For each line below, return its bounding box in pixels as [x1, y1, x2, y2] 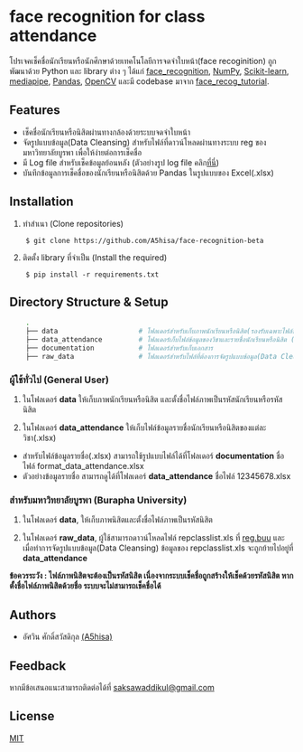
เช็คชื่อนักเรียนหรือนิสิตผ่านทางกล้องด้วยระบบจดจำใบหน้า [22, 127, 191, 137]
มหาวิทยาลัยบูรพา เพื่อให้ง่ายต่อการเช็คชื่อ [22, 146, 142, 157]
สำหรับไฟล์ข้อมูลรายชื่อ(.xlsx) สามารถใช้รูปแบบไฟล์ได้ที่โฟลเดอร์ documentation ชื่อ [22, 450, 285, 462]
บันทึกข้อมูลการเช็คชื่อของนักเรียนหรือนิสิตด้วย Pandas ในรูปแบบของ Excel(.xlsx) [22, 167, 275, 178]
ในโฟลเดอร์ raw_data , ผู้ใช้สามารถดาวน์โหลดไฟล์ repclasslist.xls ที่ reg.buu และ [22, 532, 286, 543]
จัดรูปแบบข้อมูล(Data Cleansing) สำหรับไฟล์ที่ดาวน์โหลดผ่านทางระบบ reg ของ [22, 136, 267, 147]
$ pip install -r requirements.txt [25, 269, 160, 279]
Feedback [9, 658, 67, 673]
